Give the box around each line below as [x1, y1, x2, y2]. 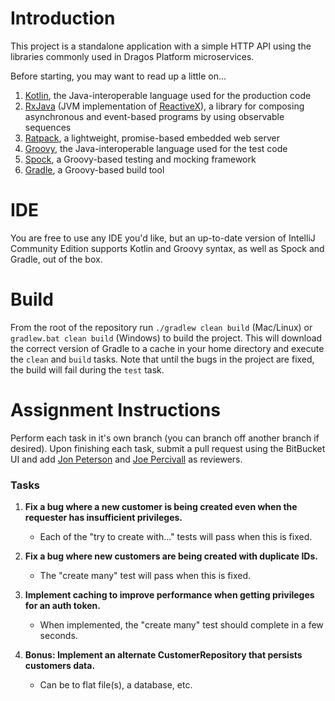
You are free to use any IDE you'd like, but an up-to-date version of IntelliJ [10, 232, 316, 244]
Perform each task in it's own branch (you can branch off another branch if [10, 432, 320, 444]
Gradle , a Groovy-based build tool [24, 163, 165, 176]
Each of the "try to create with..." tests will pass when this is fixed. [39, 531, 313, 543]
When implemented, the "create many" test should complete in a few [39, 619, 324, 631]
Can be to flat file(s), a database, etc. [39, 679, 193, 691]
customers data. [24, 660, 96, 672]
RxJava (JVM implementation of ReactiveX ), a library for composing [24, 100, 305, 112]
